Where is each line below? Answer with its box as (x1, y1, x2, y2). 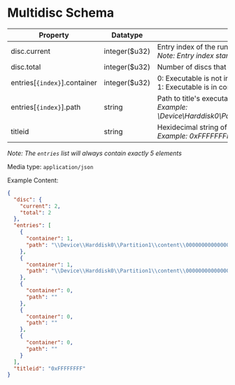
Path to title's (157, 93, 201, 103)
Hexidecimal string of (157, 122, 227, 132)
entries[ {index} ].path (10, 102, 81, 112)
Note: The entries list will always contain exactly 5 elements (7, 149, 182, 157)
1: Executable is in (157, 82, 218, 92)
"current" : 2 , (20, 203, 61, 210)
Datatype (111, 30, 143, 40)
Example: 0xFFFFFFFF (157, 131, 231, 140)
